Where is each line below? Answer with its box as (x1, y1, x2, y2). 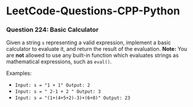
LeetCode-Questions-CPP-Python (6, 4, 180, 18)
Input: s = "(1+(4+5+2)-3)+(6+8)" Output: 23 (14, 95, 130, 101)
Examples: (6, 70, 32, 77)
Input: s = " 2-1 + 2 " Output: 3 (14, 88, 101, 95)
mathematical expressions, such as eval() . (6, 58, 112, 65)
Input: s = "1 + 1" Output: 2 (14, 82, 91, 88)
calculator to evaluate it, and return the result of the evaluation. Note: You (6, 45, 188, 53)
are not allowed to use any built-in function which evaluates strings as (6, 52, 179, 59)
